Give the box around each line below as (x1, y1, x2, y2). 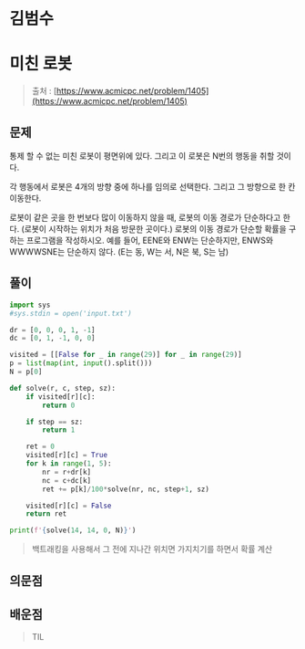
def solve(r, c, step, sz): (9, 383, 117, 393)
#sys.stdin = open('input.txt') (9, 309, 132, 318)
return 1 (42, 425, 76, 434)
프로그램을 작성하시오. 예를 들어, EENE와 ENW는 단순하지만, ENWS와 (25, 235, 274, 246)
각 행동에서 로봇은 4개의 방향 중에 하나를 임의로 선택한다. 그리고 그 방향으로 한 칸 (9, 181, 296, 192)
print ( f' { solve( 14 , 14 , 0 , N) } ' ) (9, 526, 137, 535)
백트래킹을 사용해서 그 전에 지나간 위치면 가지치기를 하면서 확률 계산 (31, 544, 273, 555)
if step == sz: (25, 417, 84, 426)
